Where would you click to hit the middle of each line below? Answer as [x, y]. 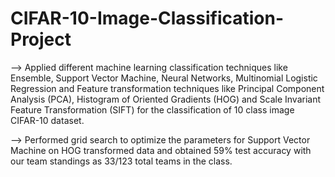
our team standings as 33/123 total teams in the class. [121, 161]
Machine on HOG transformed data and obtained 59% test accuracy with [161, 150]
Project [41, 39]
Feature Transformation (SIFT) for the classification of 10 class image [152, 109]
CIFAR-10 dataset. [47, 120]
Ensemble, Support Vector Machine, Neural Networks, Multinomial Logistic [164, 78]
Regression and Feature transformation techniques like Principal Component [167, 88]
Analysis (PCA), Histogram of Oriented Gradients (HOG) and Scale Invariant [166, 99]
